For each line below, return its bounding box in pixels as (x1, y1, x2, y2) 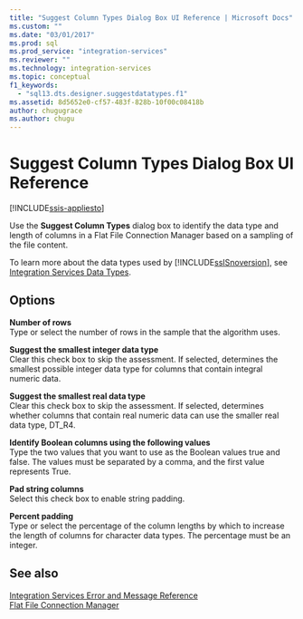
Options (9, 293, 56, 308)
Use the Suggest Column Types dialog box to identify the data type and (9, 220, 279, 231)
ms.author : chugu (9, 114, 75, 123)
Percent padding (9, 510, 74, 521)
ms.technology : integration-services (9, 64, 152, 73)
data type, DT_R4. (9, 419, 76, 430)
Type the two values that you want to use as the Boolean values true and (9, 446, 280, 458)
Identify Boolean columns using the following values (9, 437, 211, 448)
